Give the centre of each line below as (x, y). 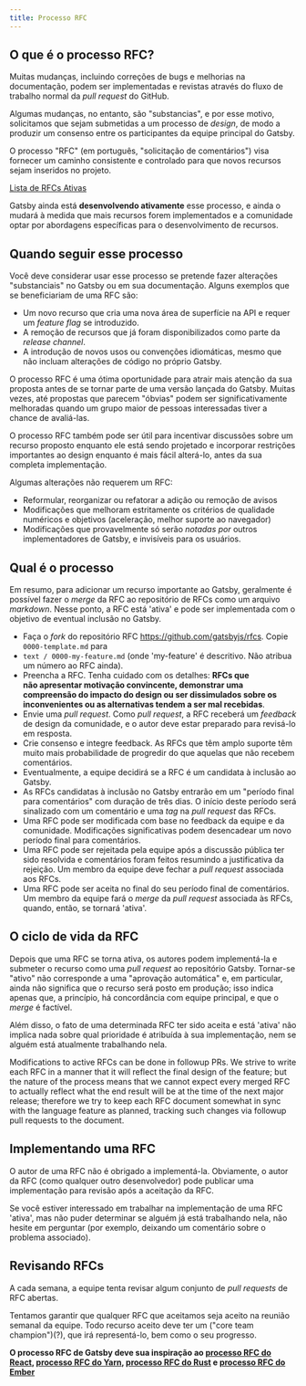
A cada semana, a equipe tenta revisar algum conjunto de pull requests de (149, 1287)
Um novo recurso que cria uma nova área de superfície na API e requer (156, 313)
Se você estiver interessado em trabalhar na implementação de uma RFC (146, 1208)
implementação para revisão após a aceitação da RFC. (112, 1190)
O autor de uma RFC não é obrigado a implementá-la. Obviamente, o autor (149, 1171)
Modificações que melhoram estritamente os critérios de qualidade (148, 510)
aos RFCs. (42, 879)
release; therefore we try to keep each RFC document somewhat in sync (145, 1100)
